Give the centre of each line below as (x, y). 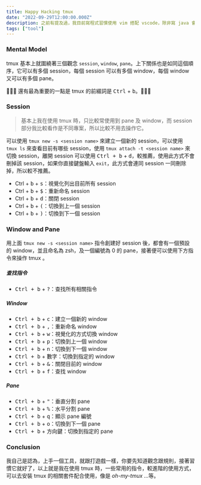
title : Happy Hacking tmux (40, 12)
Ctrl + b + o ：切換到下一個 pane (57, 424)
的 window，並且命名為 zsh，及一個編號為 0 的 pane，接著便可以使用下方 (97, 251)
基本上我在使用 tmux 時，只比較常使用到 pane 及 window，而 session (106, 120)
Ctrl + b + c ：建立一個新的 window (61, 319)
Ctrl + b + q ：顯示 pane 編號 (53, 416)
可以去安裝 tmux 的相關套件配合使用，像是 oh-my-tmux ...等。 (83, 476)
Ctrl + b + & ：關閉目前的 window (59, 364)
